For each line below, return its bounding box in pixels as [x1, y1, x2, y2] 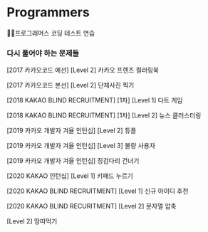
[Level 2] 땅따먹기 [6, 217, 58, 226]
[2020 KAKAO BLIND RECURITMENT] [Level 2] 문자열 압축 [6, 202, 177, 211]
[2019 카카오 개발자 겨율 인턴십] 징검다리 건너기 [6, 157, 140, 165]
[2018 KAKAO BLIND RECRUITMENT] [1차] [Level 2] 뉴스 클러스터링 [6, 111, 202, 120]
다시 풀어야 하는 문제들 [6, 48, 80, 58]
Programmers [6, 4, 90, 21]
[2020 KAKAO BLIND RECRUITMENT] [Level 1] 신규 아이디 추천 [6, 186, 189, 196]
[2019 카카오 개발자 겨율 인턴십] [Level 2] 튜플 [6, 126, 137, 135]
